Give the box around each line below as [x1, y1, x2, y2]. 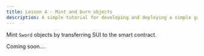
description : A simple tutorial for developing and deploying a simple [6, 14, 191, 20]
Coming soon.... [6, 43, 46, 50]
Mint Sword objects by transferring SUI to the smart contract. [6, 31, 157, 38]
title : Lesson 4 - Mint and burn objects [6, 8, 113, 15]
